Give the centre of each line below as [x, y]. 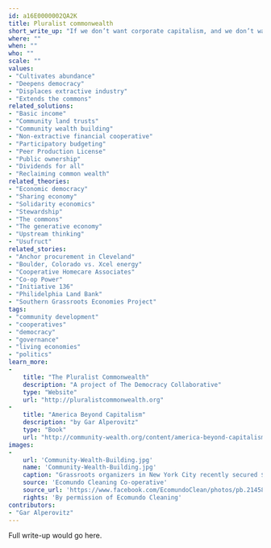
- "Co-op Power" [35, 279]
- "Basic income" [38, 114]
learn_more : [28, 362]
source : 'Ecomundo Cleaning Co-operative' [95, 482]
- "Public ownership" [45, 159]
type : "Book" [45, 430]
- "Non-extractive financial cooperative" [81, 136]
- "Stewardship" [35, 211]
